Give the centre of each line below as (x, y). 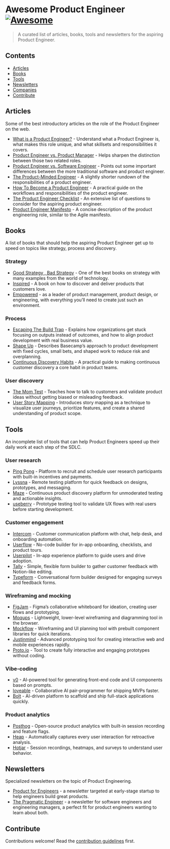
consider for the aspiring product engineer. (58, 204)
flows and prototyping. (36, 612)
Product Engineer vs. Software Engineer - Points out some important (84, 166)
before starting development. (43, 509)
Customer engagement (35, 523)
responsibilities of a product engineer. (52, 182)
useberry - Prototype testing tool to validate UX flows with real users (84, 504)
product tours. (27, 550)
